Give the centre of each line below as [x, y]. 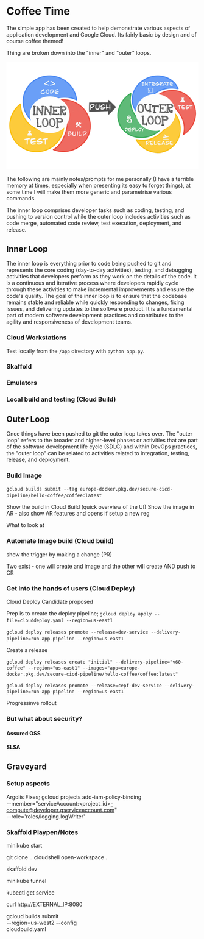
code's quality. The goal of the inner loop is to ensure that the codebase [97, 296]
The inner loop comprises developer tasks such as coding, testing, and [95, 210]
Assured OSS [23, 733]
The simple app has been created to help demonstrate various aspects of [98, 28]
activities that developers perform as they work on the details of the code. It [101, 277]
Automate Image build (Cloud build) [60, 541]
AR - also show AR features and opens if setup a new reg [78, 514]
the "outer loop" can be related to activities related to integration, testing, [98, 453]
